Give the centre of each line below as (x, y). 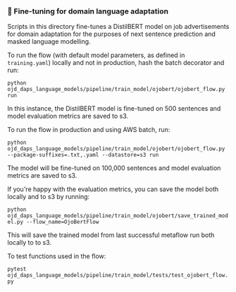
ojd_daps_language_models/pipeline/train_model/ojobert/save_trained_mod (118, 216)
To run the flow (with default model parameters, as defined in (96, 55)
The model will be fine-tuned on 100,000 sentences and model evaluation (114, 168)
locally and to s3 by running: (49, 197)
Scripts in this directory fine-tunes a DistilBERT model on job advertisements (118, 27)
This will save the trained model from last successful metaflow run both (111, 235)
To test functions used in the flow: (57, 256)
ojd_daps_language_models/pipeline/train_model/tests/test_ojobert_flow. (118, 275)
